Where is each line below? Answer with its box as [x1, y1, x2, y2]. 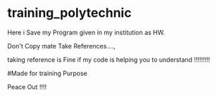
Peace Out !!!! [7, 82, 47, 91]
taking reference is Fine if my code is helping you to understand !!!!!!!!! [7, 55, 211, 64]
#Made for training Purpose [7, 69, 88, 77]
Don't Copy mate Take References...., [7, 41, 116, 50]
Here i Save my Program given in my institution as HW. [7, 28, 166, 37]
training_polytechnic [7, 5, 132, 21]
